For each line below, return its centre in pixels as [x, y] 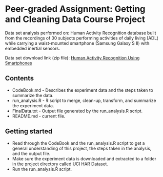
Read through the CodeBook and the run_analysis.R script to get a [78, 143]
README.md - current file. [39, 116]
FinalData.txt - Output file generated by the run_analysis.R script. [77, 111]
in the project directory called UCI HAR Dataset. [60, 164]
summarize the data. [33, 95]
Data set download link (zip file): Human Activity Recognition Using [72, 58]
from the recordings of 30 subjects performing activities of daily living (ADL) [82, 38]
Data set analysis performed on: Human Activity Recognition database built [81, 33]
